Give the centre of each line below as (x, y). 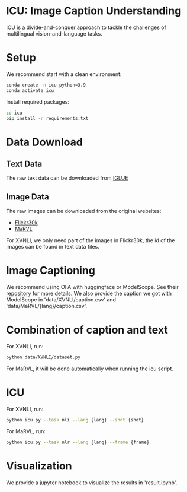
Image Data (28, 197)
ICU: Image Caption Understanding (94, 11)
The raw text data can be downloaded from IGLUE (67, 178)
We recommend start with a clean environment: (64, 74)
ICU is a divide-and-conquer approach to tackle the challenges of (86, 27)
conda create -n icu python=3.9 (46, 85)
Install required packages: (38, 101)
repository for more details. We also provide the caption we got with (89, 293)
